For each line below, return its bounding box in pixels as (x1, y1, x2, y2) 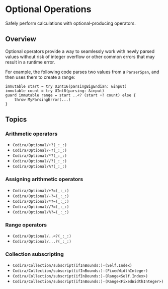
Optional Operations (5, 4, 92, 15)
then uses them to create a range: (5, 74, 75, 80)
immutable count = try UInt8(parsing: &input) (5, 88, 105, 93)
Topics (5, 115, 27, 124)
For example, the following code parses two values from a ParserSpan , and (5, 69, 159, 75)
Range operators (5, 221, 47, 228)
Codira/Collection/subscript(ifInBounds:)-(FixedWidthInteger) (12, 268, 148, 273)
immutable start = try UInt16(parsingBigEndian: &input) (5, 84, 127, 89)
